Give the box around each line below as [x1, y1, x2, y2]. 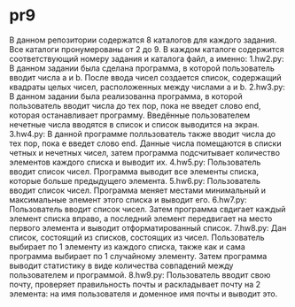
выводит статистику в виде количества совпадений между [9, 260, 234, 271]
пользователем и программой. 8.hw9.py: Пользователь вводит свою [9, 269, 271, 280]
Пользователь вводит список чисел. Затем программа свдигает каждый [9, 203, 286, 214]
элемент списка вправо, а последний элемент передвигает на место [9, 213, 273, 224]
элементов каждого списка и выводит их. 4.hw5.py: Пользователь [9, 157, 261, 167]
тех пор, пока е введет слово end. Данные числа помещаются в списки [9, 138, 282, 149]
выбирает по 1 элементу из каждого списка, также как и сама [9, 241, 245, 252]
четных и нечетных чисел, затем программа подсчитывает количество [9, 147, 281, 157]
